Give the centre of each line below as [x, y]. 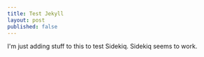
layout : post [26, 20]
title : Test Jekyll [36, 14]
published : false [32, 26]
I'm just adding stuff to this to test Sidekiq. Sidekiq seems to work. [102, 47]
